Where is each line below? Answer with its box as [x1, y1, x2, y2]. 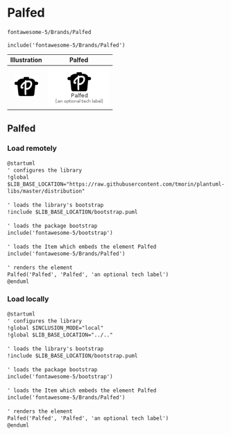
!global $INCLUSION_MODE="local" [7, 325, 104, 331]
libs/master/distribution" [7, 188, 85, 195]
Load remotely [7, 143, 58, 153]
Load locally [7, 294, 49, 304]
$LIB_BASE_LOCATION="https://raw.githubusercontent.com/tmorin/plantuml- [7, 181, 225, 188]
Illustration [10, 56, 43, 64]
